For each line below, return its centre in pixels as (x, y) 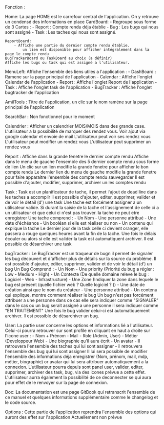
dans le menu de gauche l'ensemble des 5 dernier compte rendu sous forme (82, 162)
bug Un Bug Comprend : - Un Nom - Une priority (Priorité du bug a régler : (80, 269)
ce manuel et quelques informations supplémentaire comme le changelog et (82, 397)
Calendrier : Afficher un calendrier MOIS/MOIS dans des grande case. (75, 126)
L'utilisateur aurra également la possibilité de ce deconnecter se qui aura (78, 377)
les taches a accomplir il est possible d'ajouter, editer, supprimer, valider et (80, 197)
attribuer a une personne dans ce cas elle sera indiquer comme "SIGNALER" (82, 300)
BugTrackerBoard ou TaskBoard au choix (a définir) (59, 58)
